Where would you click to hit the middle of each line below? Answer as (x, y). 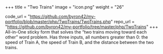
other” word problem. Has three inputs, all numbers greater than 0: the (77, 37)
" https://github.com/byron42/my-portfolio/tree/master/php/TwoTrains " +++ (82, 27)
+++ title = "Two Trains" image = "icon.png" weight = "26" (65, 7)
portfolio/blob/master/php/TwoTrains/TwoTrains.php (58, 22)
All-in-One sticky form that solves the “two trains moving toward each (76, 32)
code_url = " (18, 16)
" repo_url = (123, 22)
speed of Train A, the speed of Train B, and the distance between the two (80, 42)
